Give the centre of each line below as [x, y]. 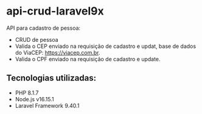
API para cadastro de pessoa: [44, 28]
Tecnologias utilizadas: [51, 78]
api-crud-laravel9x [55, 11]
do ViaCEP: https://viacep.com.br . [57, 52]
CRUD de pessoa [37, 39]
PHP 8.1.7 [27, 93]
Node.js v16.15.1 [34, 99]
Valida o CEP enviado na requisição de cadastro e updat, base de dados [106, 46]
